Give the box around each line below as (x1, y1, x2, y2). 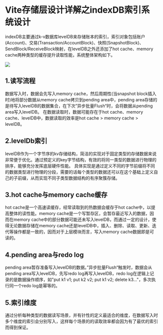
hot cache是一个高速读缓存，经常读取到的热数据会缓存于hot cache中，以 (5, 204, 151, 210)
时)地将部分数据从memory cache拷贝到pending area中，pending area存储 (5, 97, 153, 102)
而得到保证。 (5, 325, 31, 330)
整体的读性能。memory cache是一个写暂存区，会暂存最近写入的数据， (9, 211, 150, 217)
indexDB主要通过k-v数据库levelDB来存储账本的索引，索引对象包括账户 (5, 34, 146, 39)
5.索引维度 (5, 298, 37, 307)
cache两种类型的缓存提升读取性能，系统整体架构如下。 (5, 52, 115, 58)
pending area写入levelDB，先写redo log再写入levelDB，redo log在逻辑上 (5, 271, 150, 276)
